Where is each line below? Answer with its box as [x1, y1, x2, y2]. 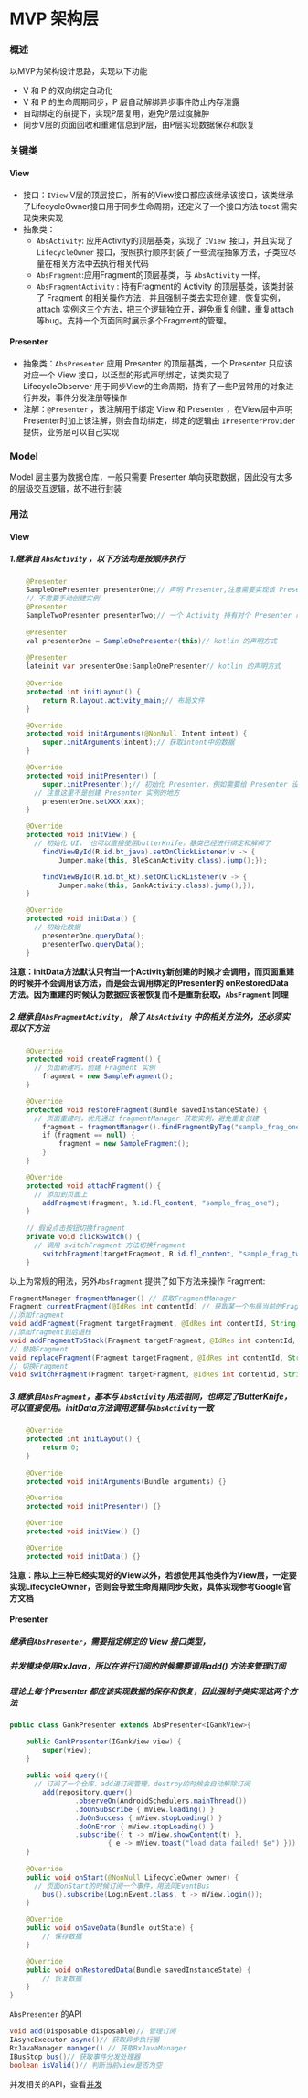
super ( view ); [42, 1745, 92, 1754]
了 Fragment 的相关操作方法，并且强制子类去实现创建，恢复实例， [36, 291, 286, 302]
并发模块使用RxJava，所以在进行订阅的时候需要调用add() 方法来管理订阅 [9, 1660, 286, 1672]
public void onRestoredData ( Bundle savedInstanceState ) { [26, 1966, 251, 1975]
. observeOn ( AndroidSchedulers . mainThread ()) [74, 1796, 248, 1806]
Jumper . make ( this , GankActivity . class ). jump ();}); [58, 881, 256, 890]
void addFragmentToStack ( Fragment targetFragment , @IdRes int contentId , [9, 1336, 297, 1345]
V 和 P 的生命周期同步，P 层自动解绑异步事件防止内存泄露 [22, 97, 240, 108]
